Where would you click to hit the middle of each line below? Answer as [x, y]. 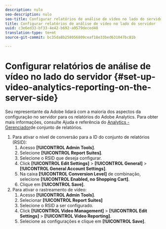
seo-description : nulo [28, 14]
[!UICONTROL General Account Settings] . [63, 169]
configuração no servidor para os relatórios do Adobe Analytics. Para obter [82, 116]
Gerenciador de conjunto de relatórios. [44, 127]
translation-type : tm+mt [31, 33]
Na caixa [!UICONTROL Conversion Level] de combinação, [80, 173]
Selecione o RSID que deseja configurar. [61, 158]
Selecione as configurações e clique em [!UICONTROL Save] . [83, 221]
